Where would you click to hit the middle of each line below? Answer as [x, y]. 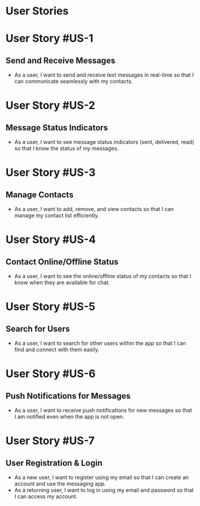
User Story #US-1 [49, 39]
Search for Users [38, 329]
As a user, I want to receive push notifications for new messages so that [103, 410]
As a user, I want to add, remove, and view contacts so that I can [94, 209]
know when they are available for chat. [62, 282]
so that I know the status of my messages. [66, 149]
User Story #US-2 [50, 106]
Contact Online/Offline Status [62, 262]
